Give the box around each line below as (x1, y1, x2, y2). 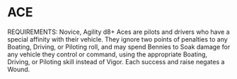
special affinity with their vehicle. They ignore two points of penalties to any (7, 35, 228, 43)
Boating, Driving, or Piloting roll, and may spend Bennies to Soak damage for (7, 42, 231, 51)
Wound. (7, 65, 30, 73)
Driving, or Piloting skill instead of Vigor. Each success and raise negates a (7, 57, 225, 66)
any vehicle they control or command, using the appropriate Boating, (7, 50, 207, 59)
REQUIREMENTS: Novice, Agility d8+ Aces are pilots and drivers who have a (7, 28, 230, 36)
